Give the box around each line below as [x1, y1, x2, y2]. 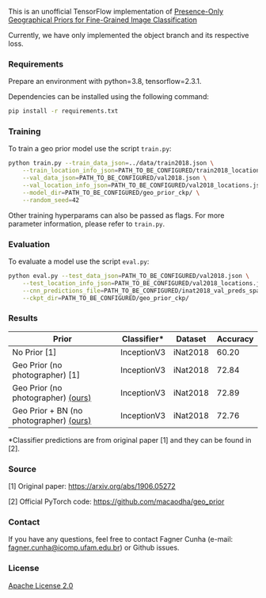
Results [8, 313, 38, 324]
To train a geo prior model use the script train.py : [8, 144, 172, 154]
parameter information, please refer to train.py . [8, 219, 165, 228]
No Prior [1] [12, 346, 57, 357]
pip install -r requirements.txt [8, 107, 119, 116]
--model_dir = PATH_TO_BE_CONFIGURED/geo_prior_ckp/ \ [22, 189, 200, 196]
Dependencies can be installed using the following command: [8, 92, 210, 101]
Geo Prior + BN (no [12, 405, 83, 416]
